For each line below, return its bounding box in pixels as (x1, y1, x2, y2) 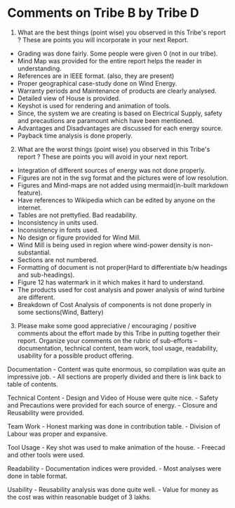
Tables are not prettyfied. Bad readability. (17, 211, 137, 219)
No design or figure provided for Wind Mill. (17, 233, 142, 242)
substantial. (17, 248, 51, 256)
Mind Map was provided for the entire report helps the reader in (17, 56, 202, 65)
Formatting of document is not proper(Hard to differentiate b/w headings (17, 263, 228, 271)
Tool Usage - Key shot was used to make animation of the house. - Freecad (7, 443, 226, 451)
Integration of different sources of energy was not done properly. (17, 166, 206, 174)
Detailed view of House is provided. (17, 93, 121, 103)
